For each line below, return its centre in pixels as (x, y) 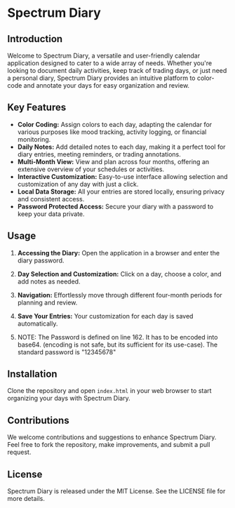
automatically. (38, 323)
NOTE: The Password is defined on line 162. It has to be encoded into (117, 337)
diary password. (41, 260)
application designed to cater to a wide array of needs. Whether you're (110, 63)
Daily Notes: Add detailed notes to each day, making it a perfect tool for (121, 147)
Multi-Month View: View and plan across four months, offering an (113, 161)
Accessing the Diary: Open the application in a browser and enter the (118, 253)
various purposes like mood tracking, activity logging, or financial (112, 132)
